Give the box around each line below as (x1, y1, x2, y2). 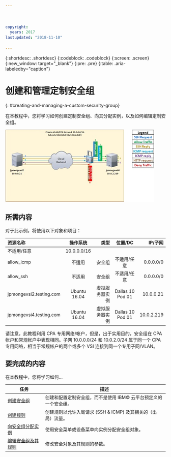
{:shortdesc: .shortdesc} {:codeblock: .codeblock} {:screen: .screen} (5, 55, 150, 61)
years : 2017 (10, 29, 36, 35)
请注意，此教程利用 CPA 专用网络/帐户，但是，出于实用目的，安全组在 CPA (5, 330, 162, 337)
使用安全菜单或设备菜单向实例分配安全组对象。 (45, 426, 144, 432)
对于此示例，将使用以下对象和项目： (5, 227, 81, 233)
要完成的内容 (5, 359, 46, 368)
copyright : (5, 24, 28, 29)
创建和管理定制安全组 (5, 85, 95, 97)
